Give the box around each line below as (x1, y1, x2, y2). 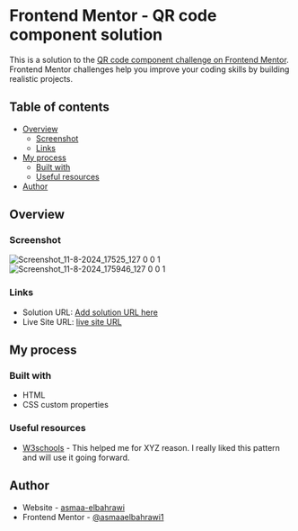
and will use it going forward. (22, 452, 130, 463)
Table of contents (9, 100, 110, 115)
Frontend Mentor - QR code (9, 5, 217, 26)
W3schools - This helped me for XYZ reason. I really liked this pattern (22, 442, 281, 453)
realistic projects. (9, 73, 74, 84)
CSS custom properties (22, 400, 110, 410)
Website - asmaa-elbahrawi (22, 501, 126, 513)
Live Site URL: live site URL (22, 316, 123, 327)
